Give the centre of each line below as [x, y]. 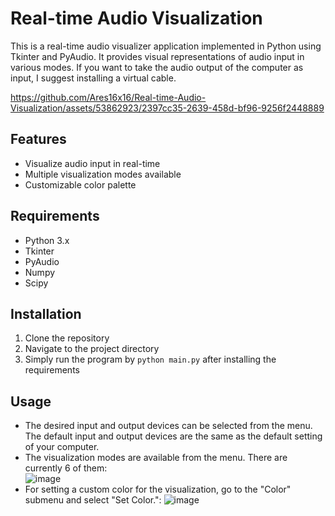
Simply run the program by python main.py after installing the [150, 359]
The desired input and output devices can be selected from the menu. [168, 426]
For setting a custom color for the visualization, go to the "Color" [158, 489]
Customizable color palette [80, 184]
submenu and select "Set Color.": [93, 500]
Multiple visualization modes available [103, 174]
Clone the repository [67, 338]
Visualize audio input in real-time [92, 163]
